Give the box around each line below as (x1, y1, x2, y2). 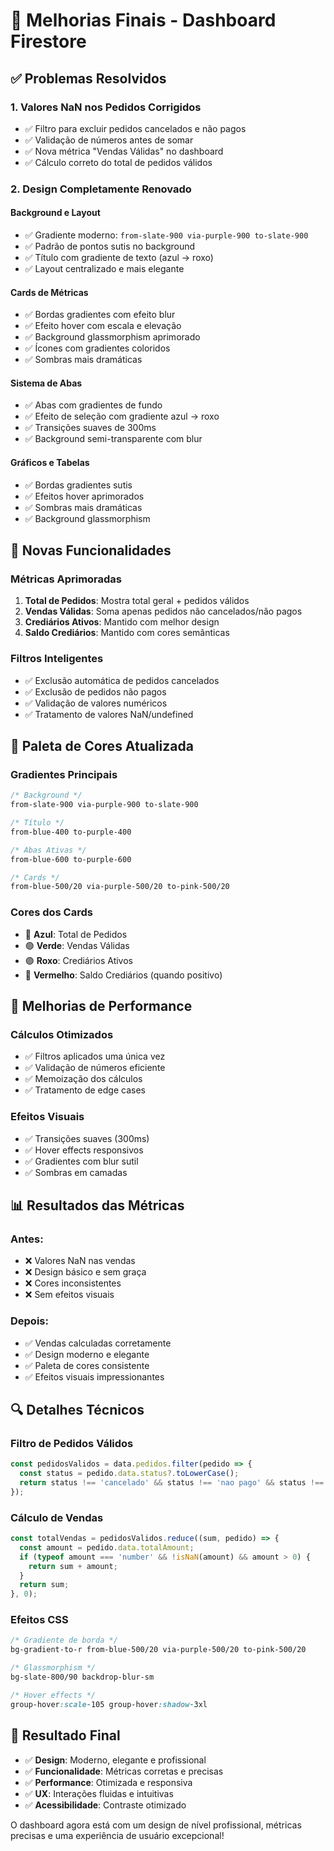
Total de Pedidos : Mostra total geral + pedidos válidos (24, 595, 250, 607)
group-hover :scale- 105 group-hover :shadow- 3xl (10, 1699, 208, 1709)
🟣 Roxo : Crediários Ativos (24, 954, 133, 966)
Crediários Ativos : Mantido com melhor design (24, 616, 220, 628)
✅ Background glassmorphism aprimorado (24, 331, 201, 343)
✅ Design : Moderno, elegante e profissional (24, 1754, 207, 1766)
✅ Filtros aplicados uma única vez (24, 1050, 166, 1063)
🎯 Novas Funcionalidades (10, 542, 172, 559)
